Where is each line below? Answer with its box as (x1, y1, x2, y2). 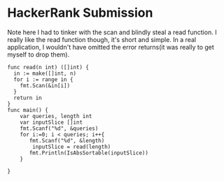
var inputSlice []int (20, 119, 83, 126)
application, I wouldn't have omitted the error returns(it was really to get (7, 43, 215, 51)
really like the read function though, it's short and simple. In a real (7, 35, 197, 43)
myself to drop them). (7, 50, 70, 59)
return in (13, 94, 42, 101)
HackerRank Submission (7, 5, 153, 21)
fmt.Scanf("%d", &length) (29, 137, 105, 144)
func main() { (7, 106, 49, 113)
